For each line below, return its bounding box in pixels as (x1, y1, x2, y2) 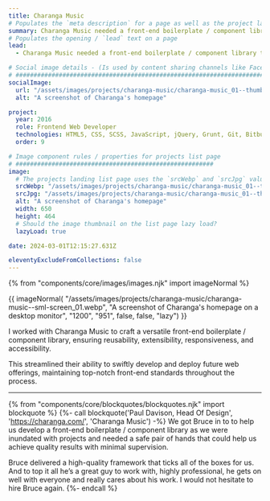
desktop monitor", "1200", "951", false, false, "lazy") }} (8, 311, 187, 321)
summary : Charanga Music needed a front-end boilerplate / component (8, 27, 247, 35)
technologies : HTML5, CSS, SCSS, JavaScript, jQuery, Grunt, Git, (15, 130, 243, 139)
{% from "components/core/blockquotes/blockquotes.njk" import (8, 400, 225, 409)
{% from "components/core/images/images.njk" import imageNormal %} (8, 278, 250, 288)
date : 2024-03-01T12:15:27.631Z (8, 242, 117, 250)
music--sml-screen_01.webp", (8, 302, 108, 312)
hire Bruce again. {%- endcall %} (8, 483, 118, 493)
